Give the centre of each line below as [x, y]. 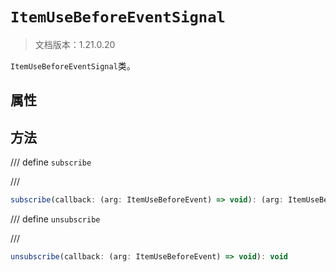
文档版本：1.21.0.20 [75, 44]
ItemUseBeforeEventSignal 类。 [73, 65]
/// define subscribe [51, 162]
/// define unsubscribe [55, 219]
